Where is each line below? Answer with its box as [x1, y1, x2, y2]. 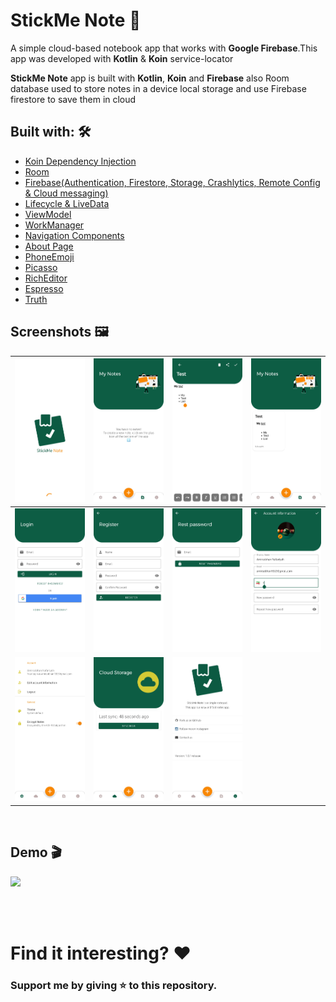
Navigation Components [24, 229, 125, 241]
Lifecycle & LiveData [24, 197, 110, 209]
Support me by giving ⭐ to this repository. [10, 978, 218, 992]
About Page [24, 240, 74, 252]
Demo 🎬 [10, 844, 63, 861]
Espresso [24, 282, 64, 294]
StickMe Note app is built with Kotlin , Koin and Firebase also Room [10, 72, 290, 84]
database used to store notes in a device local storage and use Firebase [10, 82, 307, 94]
